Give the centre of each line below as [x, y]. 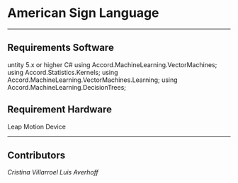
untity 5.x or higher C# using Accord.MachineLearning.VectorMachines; [112, 64]
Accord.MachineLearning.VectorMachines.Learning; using [93, 80]
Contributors [36, 155]
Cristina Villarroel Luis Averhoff [53, 172]
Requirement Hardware [59, 110]
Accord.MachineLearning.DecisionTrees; [67, 87]
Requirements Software [61, 48]
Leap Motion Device [36, 126]
